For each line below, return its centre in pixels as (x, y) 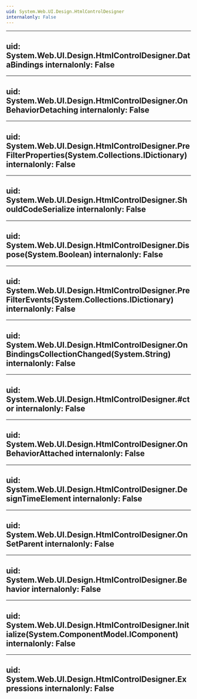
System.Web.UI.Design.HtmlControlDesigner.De (97, 490)
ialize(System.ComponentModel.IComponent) (92, 634)
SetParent (25, 544)
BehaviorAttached (40, 454)
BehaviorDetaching (42, 110)
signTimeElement (39, 499)
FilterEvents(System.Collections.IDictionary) (90, 300)
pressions (25, 689)
